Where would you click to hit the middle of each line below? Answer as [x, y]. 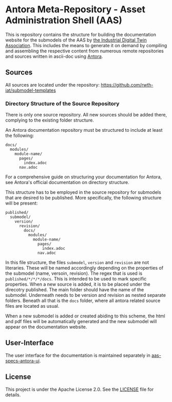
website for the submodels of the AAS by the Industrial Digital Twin [76, 40]
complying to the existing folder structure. [50, 120]
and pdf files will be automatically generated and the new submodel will [81, 321]
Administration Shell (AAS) [64, 20]
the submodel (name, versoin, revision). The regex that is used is [74, 273]
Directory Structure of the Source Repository [62, 104]
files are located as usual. [32, 306]
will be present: [22, 203]
